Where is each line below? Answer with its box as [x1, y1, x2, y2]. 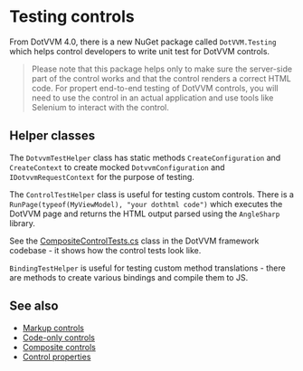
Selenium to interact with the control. [31, 101, 170, 112]
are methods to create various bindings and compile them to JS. [9, 271, 249, 282]
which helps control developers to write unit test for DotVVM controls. [9, 45, 270, 56]
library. [9, 217, 36, 228]
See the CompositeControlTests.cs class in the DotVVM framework [9, 235, 260, 246]
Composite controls [22, 341, 97, 352]
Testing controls [9, 6, 135, 27]
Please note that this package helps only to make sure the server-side [31, 63, 292, 74]
